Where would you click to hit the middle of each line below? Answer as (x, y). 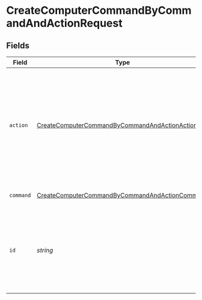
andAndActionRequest (64, 23)
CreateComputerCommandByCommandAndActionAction (117, 125)
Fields (18, 45)
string (45, 250)
